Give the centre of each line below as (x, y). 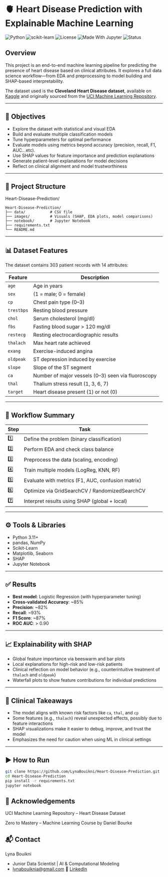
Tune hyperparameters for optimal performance (62, 139)
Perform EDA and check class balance (69, 449)
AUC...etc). (24, 150)
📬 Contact (23, 839)
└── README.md (20, 230)
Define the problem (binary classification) (72, 439)
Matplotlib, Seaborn (33, 553)
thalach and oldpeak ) (34, 675)
